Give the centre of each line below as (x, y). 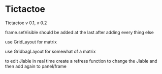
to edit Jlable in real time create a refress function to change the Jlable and (81, 61)
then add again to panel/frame (36, 66)
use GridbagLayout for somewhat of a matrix (50, 51)
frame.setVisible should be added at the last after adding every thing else (80, 32)
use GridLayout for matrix (31, 42)
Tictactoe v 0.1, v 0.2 (26, 23)
